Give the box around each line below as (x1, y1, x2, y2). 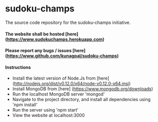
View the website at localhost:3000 (12, 113, 85, 119)
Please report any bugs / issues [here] (5, 48, 86, 54)
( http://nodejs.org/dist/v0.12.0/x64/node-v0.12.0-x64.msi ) (12, 81, 131, 87)
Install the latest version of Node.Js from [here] (12, 75, 109, 81)
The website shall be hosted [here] (5, 31, 79, 37)
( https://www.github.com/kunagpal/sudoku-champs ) (5, 53, 119, 59)
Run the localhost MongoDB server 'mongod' (12, 91, 105, 97)
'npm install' (12, 102, 38, 108)
